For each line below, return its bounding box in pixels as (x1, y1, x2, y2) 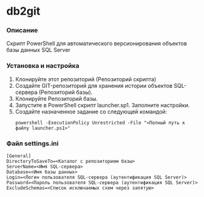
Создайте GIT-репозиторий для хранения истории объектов (15, 82, 173, 89)
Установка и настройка (6, 62, 79, 70)
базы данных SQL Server (6, 46, 71, 54)
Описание (6, 26, 38, 35)
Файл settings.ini (6, 139, 59, 148)
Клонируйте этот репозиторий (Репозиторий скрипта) (15, 75, 157, 83)
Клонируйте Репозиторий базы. (15, 95, 98, 102)
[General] (6, 153, 32, 159)
